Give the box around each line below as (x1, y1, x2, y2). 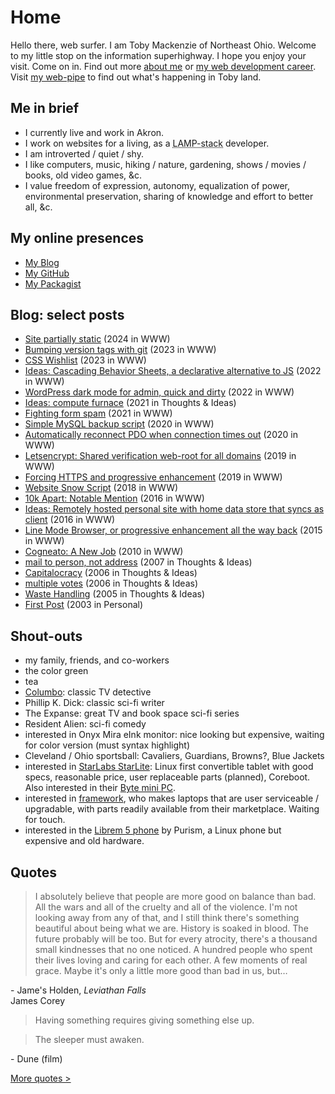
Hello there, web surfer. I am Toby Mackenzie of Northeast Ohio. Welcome (10, 39, 317, 51)
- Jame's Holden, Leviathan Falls (10, 984, 147, 996)
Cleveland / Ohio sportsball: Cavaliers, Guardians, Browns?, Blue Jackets (24, 750, 325, 762)
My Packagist (24, 277, 82, 290)
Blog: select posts (10, 306, 125, 323)
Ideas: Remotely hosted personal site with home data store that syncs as (24, 503, 325, 515)
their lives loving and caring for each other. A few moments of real (34, 954, 308, 966)
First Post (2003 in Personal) (24, 599, 144, 611)
